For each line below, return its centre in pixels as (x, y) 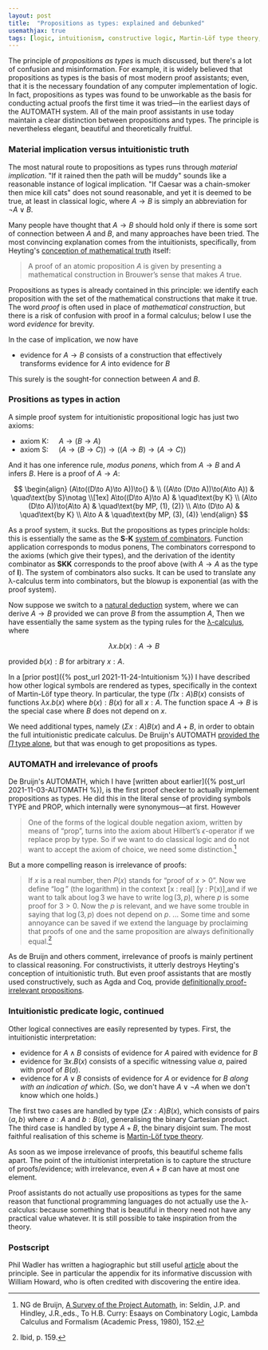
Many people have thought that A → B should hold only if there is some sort (133, 225)
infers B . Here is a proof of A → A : (64, 473)
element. (23, 1177)
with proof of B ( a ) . (50, 1069)
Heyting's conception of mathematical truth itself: (90, 250)
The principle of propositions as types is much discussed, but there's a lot (130, 61)
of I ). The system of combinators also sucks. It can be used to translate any (132, 572)
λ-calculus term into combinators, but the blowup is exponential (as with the (134, 581)
